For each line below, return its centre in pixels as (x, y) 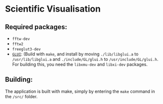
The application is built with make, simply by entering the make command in (80, 91)
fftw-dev (21, 39)
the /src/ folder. (21, 96)
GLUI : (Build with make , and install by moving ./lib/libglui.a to (75, 54)
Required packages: (36, 27)
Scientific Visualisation (53, 9)
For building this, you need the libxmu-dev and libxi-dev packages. (80, 64)
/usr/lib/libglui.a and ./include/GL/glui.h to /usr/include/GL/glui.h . (85, 59)
